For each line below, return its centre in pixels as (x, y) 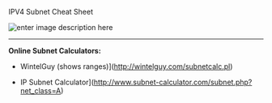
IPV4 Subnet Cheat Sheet (51, 12)
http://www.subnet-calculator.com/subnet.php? (173, 82)
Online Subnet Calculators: (55, 51)
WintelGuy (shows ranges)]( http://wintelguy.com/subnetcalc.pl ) (126, 67)
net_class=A (40, 91)
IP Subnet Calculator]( (57, 82)
